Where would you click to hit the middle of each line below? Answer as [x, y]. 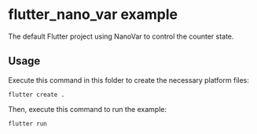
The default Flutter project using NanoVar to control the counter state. [121, 36]
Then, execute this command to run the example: [88, 109]
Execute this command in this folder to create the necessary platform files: [129, 80]
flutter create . [37, 95]
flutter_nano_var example [93, 15]
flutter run [28, 124]
